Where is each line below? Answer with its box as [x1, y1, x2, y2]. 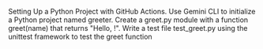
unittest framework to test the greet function [8, 32, 152, 41]
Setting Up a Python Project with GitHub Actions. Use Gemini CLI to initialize [8, 7, 256, 16]
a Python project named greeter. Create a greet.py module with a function [8, 15, 249, 24]
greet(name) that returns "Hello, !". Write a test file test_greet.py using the [8, 24, 248, 32]
